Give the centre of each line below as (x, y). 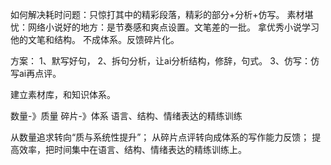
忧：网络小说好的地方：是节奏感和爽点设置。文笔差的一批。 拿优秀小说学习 (165, 27)
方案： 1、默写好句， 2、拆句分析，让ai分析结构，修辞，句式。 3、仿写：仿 (165, 61)
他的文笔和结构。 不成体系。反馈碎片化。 (95, 39)
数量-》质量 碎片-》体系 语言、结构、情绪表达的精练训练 (126, 116)
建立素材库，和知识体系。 (63, 94)
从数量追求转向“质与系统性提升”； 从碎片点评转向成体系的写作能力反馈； (160, 137)
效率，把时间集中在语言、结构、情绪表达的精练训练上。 (132, 149)
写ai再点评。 (36, 73)
